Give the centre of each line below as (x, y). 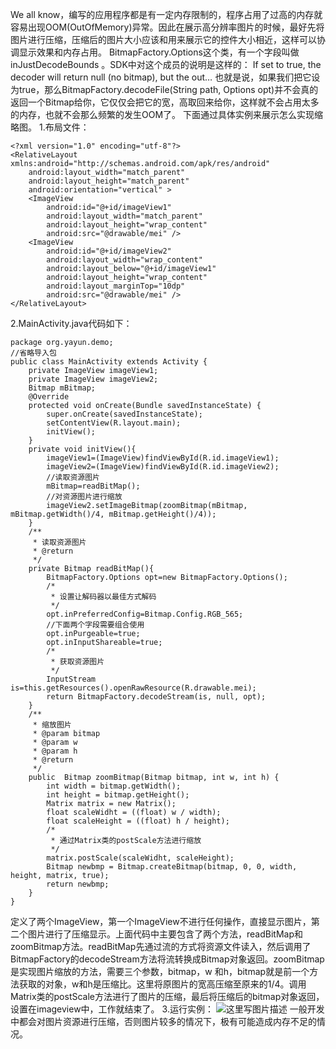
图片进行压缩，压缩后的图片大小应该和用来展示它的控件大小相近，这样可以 (163, 39)
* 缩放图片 (52, 725)
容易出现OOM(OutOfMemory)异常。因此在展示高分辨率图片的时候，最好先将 (167, 27)
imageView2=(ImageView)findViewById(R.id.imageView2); (163, 467)
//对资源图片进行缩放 (84, 497)
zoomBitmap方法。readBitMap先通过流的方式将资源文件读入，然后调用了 (161, 946)
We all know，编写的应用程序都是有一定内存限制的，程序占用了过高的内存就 (166, 14)
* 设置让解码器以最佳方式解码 (103, 597)
